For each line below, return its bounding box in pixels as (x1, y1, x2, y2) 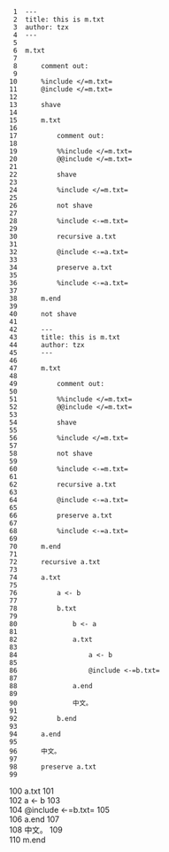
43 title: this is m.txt (9, 333, 121, 342)
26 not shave (9, 201, 93, 210)
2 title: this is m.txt (12, 15, 104, 24)
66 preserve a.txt (9, 511, 113, 520)
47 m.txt (9, 364, 62, 373)
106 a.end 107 (9, 814, 60, 825)
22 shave (9, 170, 77, 179)
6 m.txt (12, 46, 46, 55)
